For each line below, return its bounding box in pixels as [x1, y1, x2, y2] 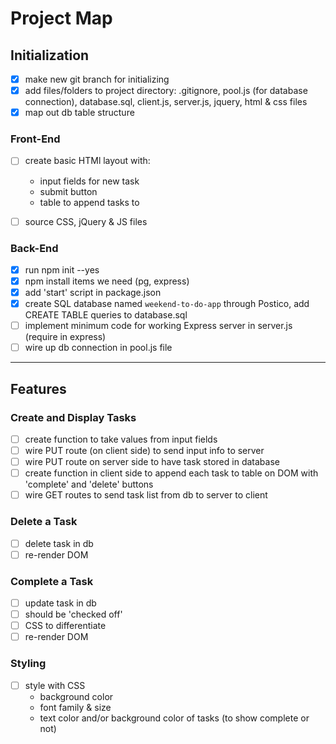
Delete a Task [10, 515, 78, 529]
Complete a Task [10, 574, 94, 588]
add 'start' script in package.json [24, 287, 162, 299]
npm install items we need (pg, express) [24, 275, 190, 287]
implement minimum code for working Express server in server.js [24, 320, 293, 332]
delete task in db [24, 537, 94, 549]
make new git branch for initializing [24, 73, 170, 85]
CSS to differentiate [24, 620, 107, 632]
